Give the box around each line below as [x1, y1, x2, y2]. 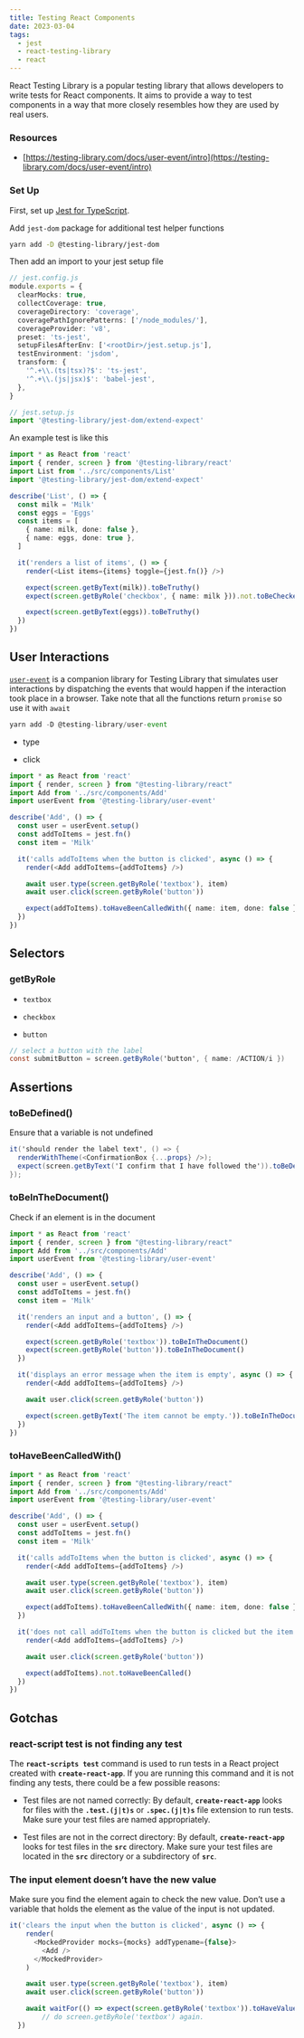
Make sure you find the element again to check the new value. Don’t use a [9, 1894, 286, 1905]
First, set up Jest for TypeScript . [9, 204, 129, 215]
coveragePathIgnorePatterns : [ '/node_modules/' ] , [17, 316, 208, 325]
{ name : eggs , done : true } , [25, 534, 136, 543]
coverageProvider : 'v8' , [17, 324, 111, 333]
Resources [9, 131, 58, 144]
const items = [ [17, 517, 79, 526]
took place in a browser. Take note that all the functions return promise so [9, 693, 282, 704]
